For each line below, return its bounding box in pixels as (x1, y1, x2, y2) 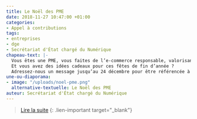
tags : (6, 30, 19, 36)
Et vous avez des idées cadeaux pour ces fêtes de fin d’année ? (11, 63, 175, 69)
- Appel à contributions (6, 25, 67, 31)
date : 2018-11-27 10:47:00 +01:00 (6, 14, 91, 20)
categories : (6, 19, 35, 25)
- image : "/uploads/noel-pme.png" (6, 80, 91, 86)
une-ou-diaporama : (6, 74, 51, 80)
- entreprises (6, 36, 41, 42)
